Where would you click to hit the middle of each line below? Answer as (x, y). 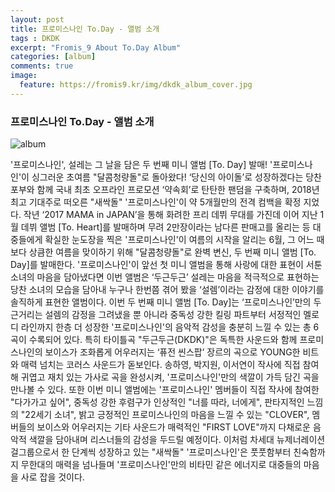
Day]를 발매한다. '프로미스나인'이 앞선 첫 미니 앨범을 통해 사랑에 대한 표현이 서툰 (166, 265)
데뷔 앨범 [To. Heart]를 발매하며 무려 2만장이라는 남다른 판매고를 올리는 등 (165, 227)
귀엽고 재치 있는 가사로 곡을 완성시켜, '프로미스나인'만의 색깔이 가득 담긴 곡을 (170, 377)
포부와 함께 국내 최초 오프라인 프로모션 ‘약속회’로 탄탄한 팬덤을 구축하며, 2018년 (165, 190)
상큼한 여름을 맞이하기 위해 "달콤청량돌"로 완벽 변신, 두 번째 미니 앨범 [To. (172, 252)
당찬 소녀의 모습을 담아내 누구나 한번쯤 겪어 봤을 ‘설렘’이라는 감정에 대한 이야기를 (167, 290)
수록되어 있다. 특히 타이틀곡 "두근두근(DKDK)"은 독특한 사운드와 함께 (163, 340)
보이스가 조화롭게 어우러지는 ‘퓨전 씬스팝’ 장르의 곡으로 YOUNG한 (172, 352)
